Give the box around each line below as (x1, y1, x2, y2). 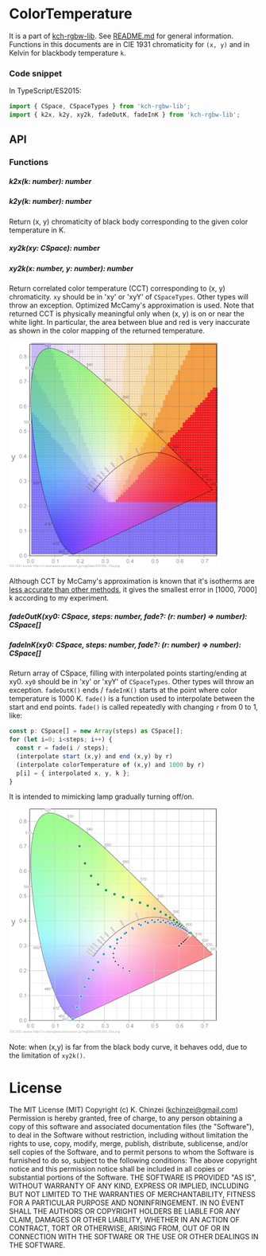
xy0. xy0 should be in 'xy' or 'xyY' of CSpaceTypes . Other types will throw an (9, 677, 255, 687)
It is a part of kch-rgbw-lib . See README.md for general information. (9, 31, 233, 41)
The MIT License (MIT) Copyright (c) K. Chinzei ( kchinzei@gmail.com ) (9, 1105, 239, 1115)
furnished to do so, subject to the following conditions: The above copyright (9, 1156, 257, 1165)
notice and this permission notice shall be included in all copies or (9, 1164, 225, 1174)
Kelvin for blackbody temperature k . (9, 48, 126, 57)
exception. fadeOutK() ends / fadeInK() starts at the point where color (9, 686, 237, 695)
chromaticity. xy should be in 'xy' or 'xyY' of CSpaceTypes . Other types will (9, 292, 249, 301)
